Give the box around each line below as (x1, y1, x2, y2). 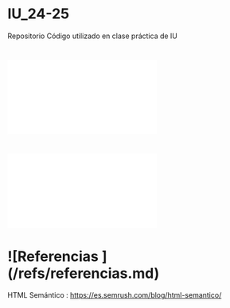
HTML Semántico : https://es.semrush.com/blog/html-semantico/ (7, 290, 222, 300)
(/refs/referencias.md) (7, 264, 160, 283)
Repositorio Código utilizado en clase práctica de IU (7, 31, 178, 41)
